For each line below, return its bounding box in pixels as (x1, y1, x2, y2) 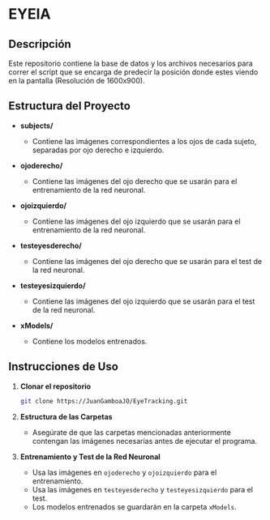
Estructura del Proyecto (8, 99, 131, 113)
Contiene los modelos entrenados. (32, 336, 148, 346)
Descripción (8, 37, 71, 51)
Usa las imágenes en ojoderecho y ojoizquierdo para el (32, 467, 217, 477)
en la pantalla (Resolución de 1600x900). (8, 76, 145, 85)
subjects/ (19, 121, 54, 130)
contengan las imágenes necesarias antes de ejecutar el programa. (32, 436, 258, 445)
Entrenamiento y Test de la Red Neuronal (19, 451, 161, 462)
